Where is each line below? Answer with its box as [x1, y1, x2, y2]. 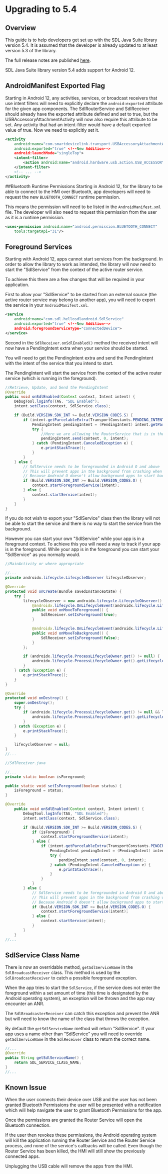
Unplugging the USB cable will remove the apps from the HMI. [5, 1163, 133, 1169]
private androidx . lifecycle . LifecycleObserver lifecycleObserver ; [5, 575, 146, 580]
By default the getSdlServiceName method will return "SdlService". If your [5, 1026, 155, 1032]
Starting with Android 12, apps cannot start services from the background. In [5, 256, 163, 262]
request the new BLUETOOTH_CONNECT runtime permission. [5, 194, 120, 200]
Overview [5, 24, 36, 32]
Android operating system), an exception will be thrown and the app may [5, 996, 155, 1002]
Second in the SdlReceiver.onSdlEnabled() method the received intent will [5, 339, 158, 345]
